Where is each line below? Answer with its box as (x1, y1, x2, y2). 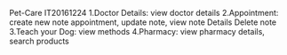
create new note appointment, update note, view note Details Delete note (9, 17, 277, 27)
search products (9, 35, 69, 46)
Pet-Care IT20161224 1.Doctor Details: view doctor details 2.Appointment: (9, 8, 279, 18)
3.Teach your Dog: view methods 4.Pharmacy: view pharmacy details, (9, 27, 265, 36)
